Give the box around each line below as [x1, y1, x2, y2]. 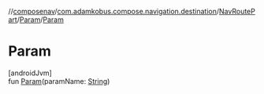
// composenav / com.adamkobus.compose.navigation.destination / [8, 7, 220, 16]
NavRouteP [219, 7, 256, 16]
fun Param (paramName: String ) [8, 76, 110, 85]
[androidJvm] [8, 68, 53, 78]
